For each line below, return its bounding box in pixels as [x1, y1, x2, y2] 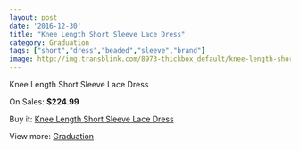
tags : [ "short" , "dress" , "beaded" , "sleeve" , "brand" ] [9, 46, 205, 55]
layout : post [9, 12, 58, 22]
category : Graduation [9, 37, 90, 47]
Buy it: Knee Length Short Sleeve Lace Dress [9, 113, 174, 124]
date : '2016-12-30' [9, 21, 82, 30]
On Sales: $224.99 [9, 96, 79, 107]
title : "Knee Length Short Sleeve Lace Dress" [9, 29, 186, 38]
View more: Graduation [9, 131, 95, 141]
